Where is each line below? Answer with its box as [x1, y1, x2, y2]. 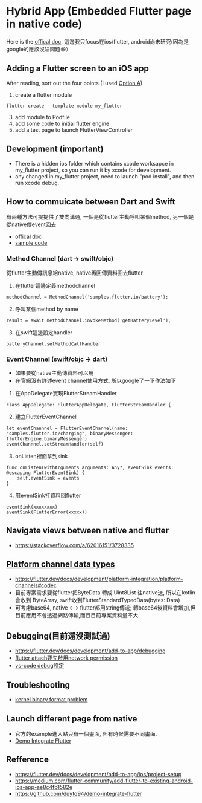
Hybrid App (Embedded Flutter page [6, 4, 192, 18]
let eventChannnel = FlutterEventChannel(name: [6, 425, 128, 431]
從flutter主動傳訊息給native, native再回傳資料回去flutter [6, 269, 144, 276]
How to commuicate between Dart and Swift [6, 197, 175, 207]
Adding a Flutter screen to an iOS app [6, 63, 149, 74]
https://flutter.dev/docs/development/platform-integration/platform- [14, 575, 184, 582]
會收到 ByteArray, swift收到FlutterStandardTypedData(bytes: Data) [14, 596, 180, 603]
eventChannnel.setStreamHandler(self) [6, 441, 104, 447]
